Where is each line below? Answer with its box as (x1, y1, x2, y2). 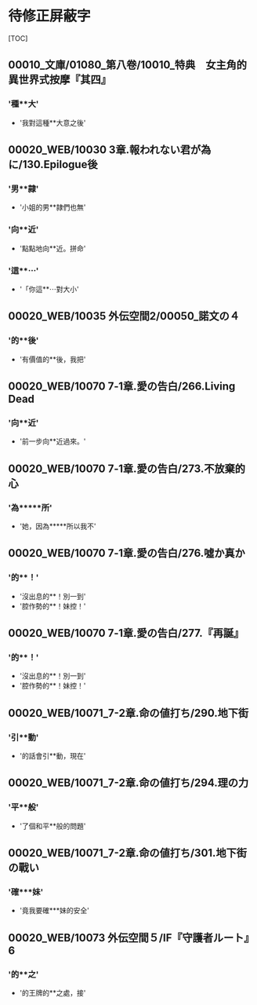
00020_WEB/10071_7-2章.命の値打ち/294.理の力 (8, 777, 249, 790)
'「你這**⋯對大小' (19, 284, 80, 294)
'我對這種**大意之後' (19, 118, 86, 127)
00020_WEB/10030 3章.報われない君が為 (8, 143, 212, 157)
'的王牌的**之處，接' (19, 989, 86, 998)
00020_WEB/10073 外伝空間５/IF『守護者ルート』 (8, 931, 255, 945)
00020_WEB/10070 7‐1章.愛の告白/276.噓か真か (8, 546, 245, 560)
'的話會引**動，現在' (19, 751, 86, 761)
